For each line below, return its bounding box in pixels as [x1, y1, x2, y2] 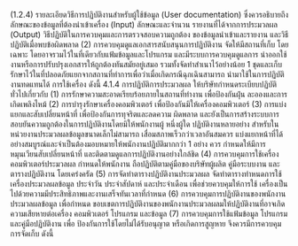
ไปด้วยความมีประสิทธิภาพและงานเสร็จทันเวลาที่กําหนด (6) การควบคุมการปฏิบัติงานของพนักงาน [10, 188, 286, 199]
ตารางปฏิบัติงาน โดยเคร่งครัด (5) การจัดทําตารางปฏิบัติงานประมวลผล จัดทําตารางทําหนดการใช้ [10, 169, 282, 179]
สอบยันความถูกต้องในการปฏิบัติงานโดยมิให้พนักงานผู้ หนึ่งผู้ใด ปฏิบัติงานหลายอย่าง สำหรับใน [10, 119, 279, 129]
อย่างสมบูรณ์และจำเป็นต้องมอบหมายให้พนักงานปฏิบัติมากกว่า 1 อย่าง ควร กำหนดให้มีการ [10, 139, 266, 149]
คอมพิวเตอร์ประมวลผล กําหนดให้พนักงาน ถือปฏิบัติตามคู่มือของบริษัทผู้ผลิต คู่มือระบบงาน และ [10, 158, 280, 169]
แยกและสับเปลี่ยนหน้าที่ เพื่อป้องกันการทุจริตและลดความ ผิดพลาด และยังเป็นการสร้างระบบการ [10, 109, 280, 119]
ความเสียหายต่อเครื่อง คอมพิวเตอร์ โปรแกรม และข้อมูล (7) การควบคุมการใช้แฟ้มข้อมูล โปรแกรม [10, 209, 288, 219]
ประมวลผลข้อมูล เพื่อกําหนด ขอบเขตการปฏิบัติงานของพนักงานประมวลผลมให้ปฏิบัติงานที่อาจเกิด [10, 198, 286, 209]
